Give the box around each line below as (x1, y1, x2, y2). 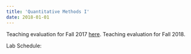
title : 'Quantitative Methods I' (6, 8, 90, 15)
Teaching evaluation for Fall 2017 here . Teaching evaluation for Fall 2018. (6, 30, 186, 37)
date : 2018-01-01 (6, 14, 50, 20)
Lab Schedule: (6, 42, 42, 49)
